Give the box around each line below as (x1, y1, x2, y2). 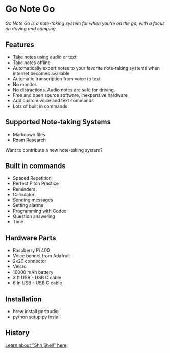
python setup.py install (12, 314, 61, 320)
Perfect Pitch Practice (12, 180, 59, 187)
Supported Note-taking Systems (5, 118, 111, 127)
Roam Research (12, 137, 46, 143)
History (5, 328, 30, 337)
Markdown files (12, 131, 46, 137)
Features (5, 40, 34, 49)
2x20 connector (12, 258, 47, 264)
